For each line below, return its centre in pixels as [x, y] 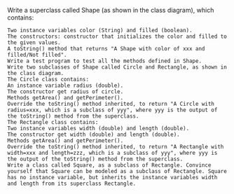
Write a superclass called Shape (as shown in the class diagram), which [111, 10]
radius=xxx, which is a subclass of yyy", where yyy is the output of [112, 110]
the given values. [34, 43]
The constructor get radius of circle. [66, 92]
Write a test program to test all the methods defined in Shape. [104, 61]
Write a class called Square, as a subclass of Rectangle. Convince [109, 165]
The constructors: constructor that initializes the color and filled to [117, 36]
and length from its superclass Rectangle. [72, 183]
